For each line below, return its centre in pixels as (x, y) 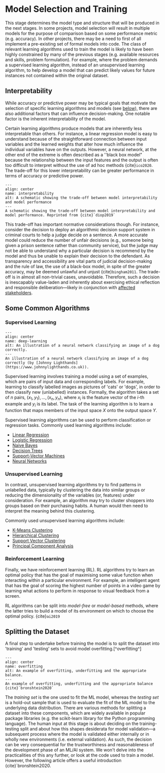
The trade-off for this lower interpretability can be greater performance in (80, 170)
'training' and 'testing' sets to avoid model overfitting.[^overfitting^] (73, 649)
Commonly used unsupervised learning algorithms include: (65, 520)
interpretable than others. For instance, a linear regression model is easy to (81, 133)
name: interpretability (30, 193)
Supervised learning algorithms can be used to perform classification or (78, 420)
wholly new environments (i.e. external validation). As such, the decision (79, 739)
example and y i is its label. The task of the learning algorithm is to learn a (79, 405)
